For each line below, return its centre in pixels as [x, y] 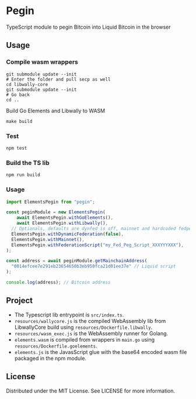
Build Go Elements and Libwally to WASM [56, 111]
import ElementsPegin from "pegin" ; [50, 202]
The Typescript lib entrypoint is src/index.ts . [69, 315]
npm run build [23, 175]
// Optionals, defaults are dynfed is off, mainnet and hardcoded [94, 229]
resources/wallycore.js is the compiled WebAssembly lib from [90, 321]
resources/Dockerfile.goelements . [56, 346]
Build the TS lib [28, 163]
